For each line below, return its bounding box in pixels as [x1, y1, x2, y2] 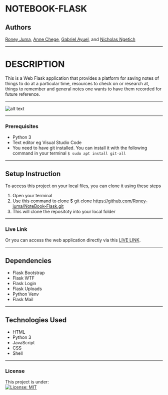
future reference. [5, 91, 40, 97]
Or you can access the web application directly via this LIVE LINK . [5, 237, 141, 243]
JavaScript [12, 339, 35, 345]
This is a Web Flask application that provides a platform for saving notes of [5, 75, 159, 81]
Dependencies [5, 256, 51, 265]
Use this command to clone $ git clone [12, 198, 92, 204]
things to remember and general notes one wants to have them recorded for [5, 86, 161, 92]
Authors [5, 23, 31, 32]
